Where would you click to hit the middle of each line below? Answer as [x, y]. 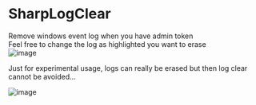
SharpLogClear [60, 14]
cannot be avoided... [42, 76]
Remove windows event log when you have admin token [101, 36]
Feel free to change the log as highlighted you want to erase [107, 44]
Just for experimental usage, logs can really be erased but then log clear [128, 68]
